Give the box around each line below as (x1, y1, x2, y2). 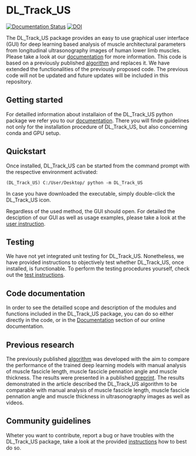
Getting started (6, 95, 63, 105)
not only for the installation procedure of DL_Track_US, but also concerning (6, 123, 188, 130)
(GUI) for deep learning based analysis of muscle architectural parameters (6, 41, 186, 48)
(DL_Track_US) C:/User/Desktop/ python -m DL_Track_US (6, 180, 143, 186)
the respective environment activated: (6, 168, 98, 175)
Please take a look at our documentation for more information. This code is (6, 53, 187, 60)
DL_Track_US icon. (6, 196, 51, 203)
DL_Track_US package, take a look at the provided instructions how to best (6, 438, 187, 445)
